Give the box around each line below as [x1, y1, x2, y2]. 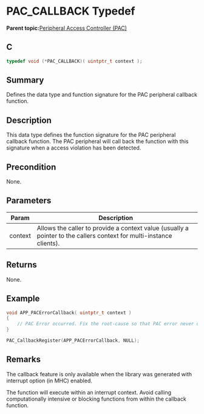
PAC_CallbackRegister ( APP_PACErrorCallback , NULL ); [6, 337, 140, 343]
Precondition [6, 162, 56, 172]
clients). [36, 239, 60, 247]
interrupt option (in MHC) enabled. [6, 377, 92, 384]
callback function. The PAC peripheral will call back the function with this [6, 138, 189, 145]
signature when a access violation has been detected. [6, 144, 141, 151]
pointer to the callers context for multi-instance [36, 231, 172, 240]
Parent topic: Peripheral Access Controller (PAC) [6, 24, 127, 32]
